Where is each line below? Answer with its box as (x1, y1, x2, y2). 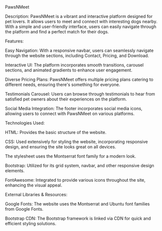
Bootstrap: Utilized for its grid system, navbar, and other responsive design (5, 163, 155, 168)
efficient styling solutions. (5, 221, 57, 226)
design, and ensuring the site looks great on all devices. (5, 144, 116, 149)
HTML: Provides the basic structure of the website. (5, 130, 106, 135)
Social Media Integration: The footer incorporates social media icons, (5, 106, 143, 111)
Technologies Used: (5, 120, 45, 126)
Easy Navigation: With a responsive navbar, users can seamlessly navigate (5, 48, 154, 53)
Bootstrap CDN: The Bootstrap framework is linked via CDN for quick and (5, 216, 151, 221)
